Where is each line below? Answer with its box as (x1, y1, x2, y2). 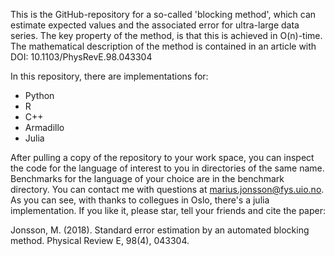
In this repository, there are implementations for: (10, 70, 209, 82)
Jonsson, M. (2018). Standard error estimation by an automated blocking (10, 224, 310, 236)
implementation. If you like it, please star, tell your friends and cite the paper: (10, 205, 326, 216)
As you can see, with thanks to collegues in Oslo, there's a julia (10, 194, 270, 206)
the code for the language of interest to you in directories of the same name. (10, 162, 325, 174)
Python (24, 90, 55, 101)
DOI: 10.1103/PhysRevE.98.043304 (10, 51, 153, 63)
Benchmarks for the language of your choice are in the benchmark (10, 173, 285, 184)
